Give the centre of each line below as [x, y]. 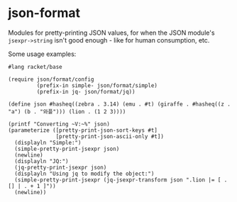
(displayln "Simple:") [48, 142]
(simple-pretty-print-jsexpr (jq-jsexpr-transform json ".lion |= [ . [121, 180]
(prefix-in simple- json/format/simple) [97, 85]
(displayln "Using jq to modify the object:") [84, 174]
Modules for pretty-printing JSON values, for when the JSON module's [111, 33]
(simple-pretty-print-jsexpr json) [67, 149]
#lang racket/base [35, 67]
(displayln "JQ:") [42, 161]
